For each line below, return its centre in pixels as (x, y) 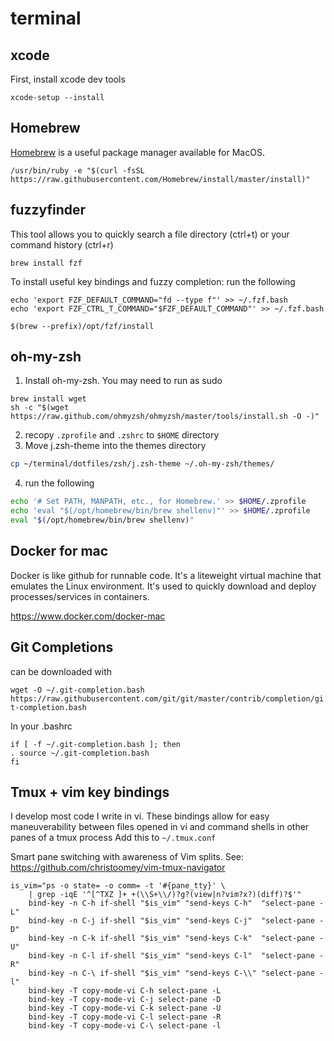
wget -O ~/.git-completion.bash (77, 690)
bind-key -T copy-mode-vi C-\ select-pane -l (125, 1026)
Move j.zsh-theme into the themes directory (115, 446)
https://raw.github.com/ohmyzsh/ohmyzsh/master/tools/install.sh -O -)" (165, 417)
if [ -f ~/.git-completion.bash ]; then (96, 744)
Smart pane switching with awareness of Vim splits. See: (127, 857)
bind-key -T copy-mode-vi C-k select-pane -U (125, 1008)
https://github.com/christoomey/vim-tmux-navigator (118, 868)
